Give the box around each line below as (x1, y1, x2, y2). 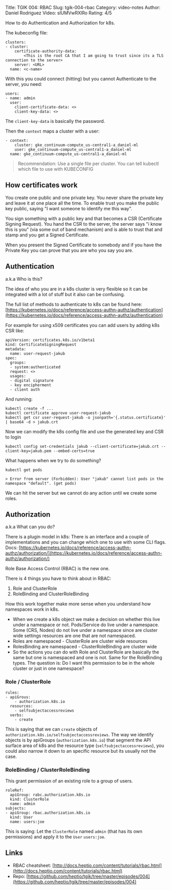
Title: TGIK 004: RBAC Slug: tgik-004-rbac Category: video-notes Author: (5, 5, 161, 10)
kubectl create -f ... (5, 406, 54, 411)
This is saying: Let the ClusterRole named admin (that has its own (5, 828, 142, 834)
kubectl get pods (5, 467, 42, 473)
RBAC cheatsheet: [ (12, 862, 54, 868)
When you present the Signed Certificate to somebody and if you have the (5, 242, 162, 248)
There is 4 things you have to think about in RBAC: (5, 575, 112, 582)
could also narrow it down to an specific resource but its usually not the (5, 748, 156, 754)
